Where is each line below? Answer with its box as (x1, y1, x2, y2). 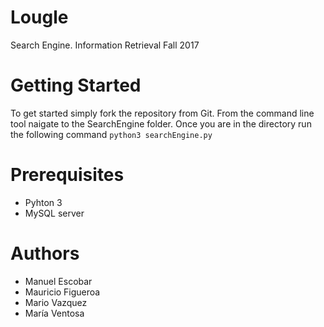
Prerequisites (10, 164, 125, 186)
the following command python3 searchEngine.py (10, 128, 213, 140)
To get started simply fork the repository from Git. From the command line (10, 107, 315, 119)
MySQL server (24, 207, 85, 219)
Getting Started (10, 74, 142, 97)
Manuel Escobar (24, 275, 93, 287)
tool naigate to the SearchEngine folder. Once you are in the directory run (10, 117, 312, 130)
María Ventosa (24, 307, 85, 319)
